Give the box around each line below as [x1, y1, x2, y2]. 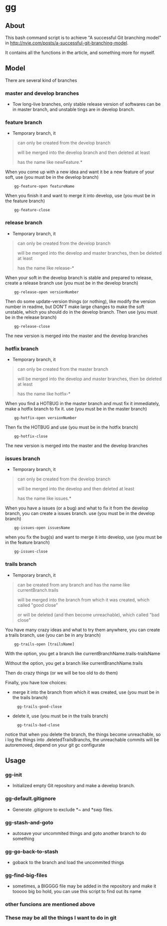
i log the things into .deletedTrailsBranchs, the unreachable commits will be [5, 736, 160, 743]
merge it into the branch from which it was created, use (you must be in [12, 689, 160, 695]
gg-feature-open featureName [14, 184, 75, 189]
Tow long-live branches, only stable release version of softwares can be [12, 101, 161, 107]
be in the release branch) [5, 314, 57, 320]
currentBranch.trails [17, 587, 59, 593]
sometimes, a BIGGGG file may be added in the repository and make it [12, 883, 157, 889]
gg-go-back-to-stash [5, 848, 58, 855]
